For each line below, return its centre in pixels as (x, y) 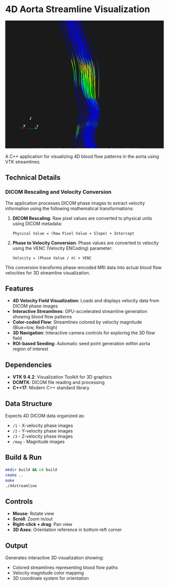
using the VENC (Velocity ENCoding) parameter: (62, 248)
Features (19, 289)
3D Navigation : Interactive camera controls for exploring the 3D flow (84, 333)
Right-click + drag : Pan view (43, 524)
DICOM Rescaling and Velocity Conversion (58, 192)
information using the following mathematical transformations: (70, 208)
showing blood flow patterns (42, 317)
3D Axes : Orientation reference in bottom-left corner (67, 530)
